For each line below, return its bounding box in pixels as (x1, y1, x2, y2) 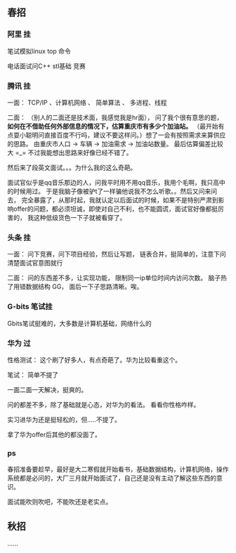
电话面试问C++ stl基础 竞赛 (7, 62, 86, 70)
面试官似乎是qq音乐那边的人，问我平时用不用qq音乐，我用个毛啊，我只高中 (7, 178, 226, 186)
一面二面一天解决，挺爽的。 (7, 385, 88, 393)
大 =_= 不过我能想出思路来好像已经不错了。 (7, 148, 133, 157)
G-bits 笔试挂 (7, 301, 53, 311)
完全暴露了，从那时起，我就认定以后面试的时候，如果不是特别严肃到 (20, 195, 218, 204)
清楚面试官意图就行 (7, 259, 63, 267)
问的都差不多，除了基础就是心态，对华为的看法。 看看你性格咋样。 (7, 400, 200, 409)
